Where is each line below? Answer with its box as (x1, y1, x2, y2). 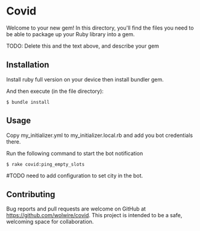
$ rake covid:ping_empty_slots (6, 161, 85, 167)
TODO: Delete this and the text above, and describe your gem (6, 42, 160, 49)
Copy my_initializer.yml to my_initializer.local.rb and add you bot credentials (6, 131, 193, 139)
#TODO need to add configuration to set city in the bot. (6, 172, 143, 179)
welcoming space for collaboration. (6, 218, 94, 226)
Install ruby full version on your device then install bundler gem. (6, 75, 164, 83)
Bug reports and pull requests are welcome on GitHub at (6, 205, 146, 212)
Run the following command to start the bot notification (6, 150, 143, 157)
